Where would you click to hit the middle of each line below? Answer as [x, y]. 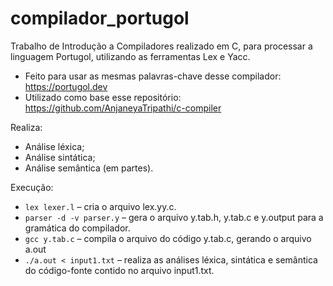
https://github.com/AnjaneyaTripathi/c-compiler [123, 108]
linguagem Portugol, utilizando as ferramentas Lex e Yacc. [130, 56]
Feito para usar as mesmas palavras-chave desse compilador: [153, 76]
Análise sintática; [60, 157]
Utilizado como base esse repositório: [103, 97]
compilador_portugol [100, 18]
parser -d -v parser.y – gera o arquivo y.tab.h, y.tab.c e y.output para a [174, 217]
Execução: [32, 187]
